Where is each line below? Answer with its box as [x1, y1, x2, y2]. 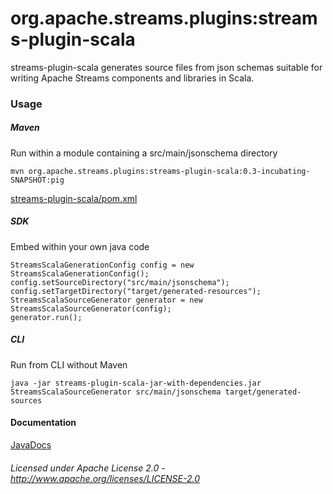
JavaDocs [10, 438, 52, 451]
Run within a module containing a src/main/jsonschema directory [10, 147, 278, 159]
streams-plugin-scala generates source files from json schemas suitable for [10, 61, 323, 73]
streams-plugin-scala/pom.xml [10, 192, 138, 204]
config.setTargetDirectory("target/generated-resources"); [10, 286, 262, 296]
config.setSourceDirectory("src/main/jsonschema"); [10, 277, 230, 287]
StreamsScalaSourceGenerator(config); [10, 303, 172, 314]
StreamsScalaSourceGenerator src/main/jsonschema [10, 387, 222, 397]
